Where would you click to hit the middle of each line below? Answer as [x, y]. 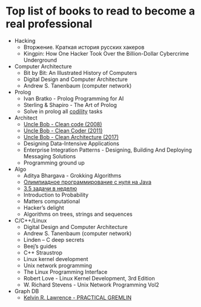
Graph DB [27, 291]
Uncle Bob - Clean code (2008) [63, 124]
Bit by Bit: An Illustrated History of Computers [80, 73]
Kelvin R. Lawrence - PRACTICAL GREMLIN [77, 297]
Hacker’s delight [44, 207]
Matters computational [51, 201]
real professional [49, 24]
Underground [40, 60]
